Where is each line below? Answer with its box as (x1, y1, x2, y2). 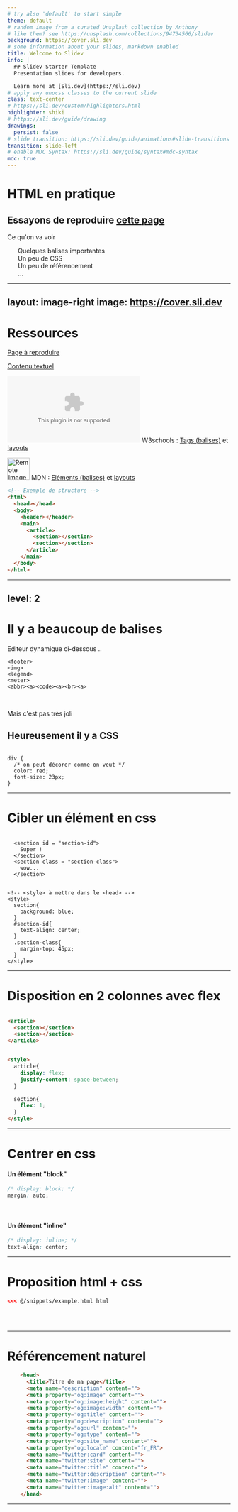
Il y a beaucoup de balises (7, 621, 163, 637)
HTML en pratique (7, 186, 115, 202)
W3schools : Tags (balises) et (141, 436, 229, 444)
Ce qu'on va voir (7, 233, 56, 241)
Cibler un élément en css (7, 810, 157, 826)
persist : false (13, 128, 59, 136)
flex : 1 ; (20, 1102, 46, 1110)
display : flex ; (20, 1069, 65, 1076)
